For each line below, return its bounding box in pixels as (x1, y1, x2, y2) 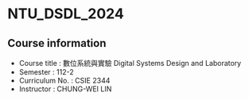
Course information (7, 37, 107, 50)
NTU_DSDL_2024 (7, 5, 124, 23)
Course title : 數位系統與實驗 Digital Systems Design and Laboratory (18, 59, 242, 67)
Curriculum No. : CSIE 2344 (18, 76, 111, 85)
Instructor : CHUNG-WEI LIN (18, 84, 112, 94)
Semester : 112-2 (18, 67, 74, 76)
